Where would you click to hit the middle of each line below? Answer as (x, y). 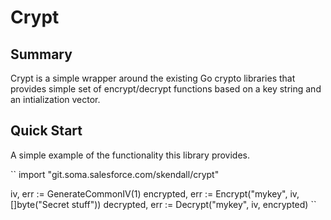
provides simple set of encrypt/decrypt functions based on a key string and (166, 89)
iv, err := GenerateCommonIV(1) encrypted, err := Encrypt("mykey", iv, (155, 193)
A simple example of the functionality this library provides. (130, 155)
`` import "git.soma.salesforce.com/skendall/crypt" (115, 174)
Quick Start (46, 131)
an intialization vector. (55, 99)
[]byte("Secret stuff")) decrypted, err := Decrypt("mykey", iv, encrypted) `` (163, 204)
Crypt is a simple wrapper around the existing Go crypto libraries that (153, 78)
